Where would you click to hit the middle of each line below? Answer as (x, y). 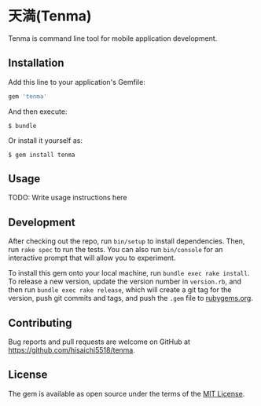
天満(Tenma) (50, 16)
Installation (36, 63)
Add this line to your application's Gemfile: (77, 82)
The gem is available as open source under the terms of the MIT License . (127, 393)
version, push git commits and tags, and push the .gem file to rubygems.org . (131, 298)
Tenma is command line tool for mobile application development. (113, 38)
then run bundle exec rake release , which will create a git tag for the (120, 290)
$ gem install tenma (42, 155)
